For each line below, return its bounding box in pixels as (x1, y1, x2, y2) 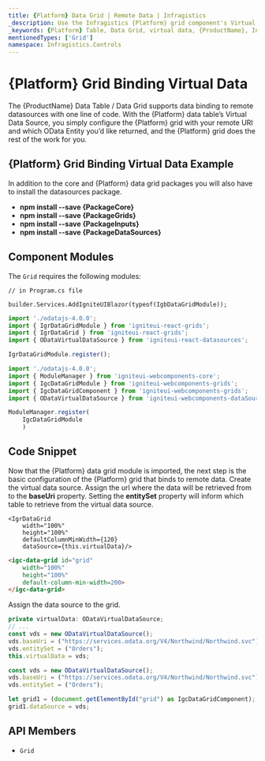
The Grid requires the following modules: (8, 271, 142, 281)
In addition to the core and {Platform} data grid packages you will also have (8, 179, 253, 188)
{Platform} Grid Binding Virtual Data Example (8, 157, 234, 171)
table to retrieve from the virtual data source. (8, 499, 154, 509)
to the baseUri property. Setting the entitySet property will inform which (8, 491, 244, 500)
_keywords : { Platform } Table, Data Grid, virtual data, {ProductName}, (8, 26, 248, 34)
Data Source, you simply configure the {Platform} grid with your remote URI (8, 118, 254, 127)
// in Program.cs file (8, 286, 83, 295)
